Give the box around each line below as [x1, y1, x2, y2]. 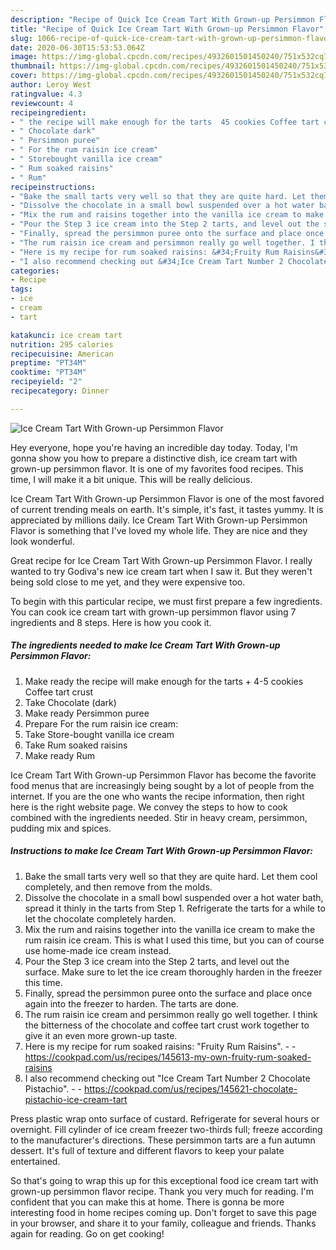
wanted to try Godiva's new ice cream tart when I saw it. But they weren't [10, 565, 313, 577]
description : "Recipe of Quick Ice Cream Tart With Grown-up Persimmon [10, 14, 315, 25]
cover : [10, 71, 38, 81]
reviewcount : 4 [10, 98, 74, 108]
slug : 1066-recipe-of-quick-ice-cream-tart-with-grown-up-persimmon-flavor [10, 33, 333, 43]
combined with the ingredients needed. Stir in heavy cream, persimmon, [10, 811, 308, 823]
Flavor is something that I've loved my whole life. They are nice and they [10, 524, 308, 536]
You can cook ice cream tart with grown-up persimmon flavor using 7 [10, 606, 297, 618]
